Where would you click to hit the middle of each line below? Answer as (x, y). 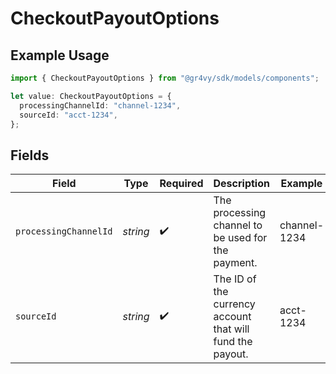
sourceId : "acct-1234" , (68, 115)
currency (234, 304)
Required (181, 184)
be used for (240, 238)
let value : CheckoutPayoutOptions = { (91, 96)
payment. (235, 263)
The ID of (235, 279)
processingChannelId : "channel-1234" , (100, 105)
